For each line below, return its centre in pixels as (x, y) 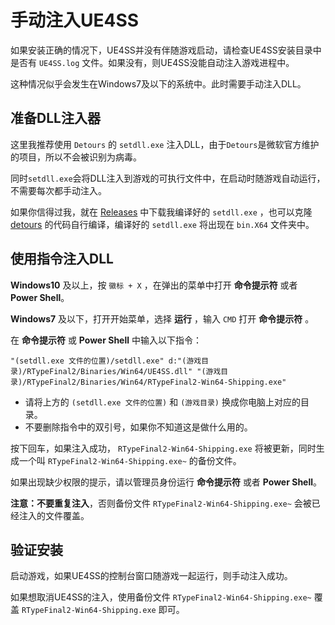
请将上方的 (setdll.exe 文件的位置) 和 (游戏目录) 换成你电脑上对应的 (162, 402)
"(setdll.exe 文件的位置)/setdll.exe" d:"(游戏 (106, 361)
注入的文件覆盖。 (54, 515)
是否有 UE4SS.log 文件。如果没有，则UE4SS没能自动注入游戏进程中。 (152, 62)
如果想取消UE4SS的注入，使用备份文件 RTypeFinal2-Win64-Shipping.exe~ (161, 597)
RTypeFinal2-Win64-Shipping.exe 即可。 (103, 610)
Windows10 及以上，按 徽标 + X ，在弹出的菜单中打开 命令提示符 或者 (154, 285)
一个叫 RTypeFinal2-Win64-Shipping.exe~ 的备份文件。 (130, 460)
